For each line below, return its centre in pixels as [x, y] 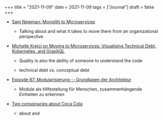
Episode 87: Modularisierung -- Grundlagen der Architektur [71, 80]
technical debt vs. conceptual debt [54, 70]
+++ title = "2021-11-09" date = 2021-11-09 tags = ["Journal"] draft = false [79, 7]
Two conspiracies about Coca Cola [47, 104]
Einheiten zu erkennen [42, 94]
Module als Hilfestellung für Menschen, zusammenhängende [81, 89]
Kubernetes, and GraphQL [38, 51]
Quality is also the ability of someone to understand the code [81, 60]
